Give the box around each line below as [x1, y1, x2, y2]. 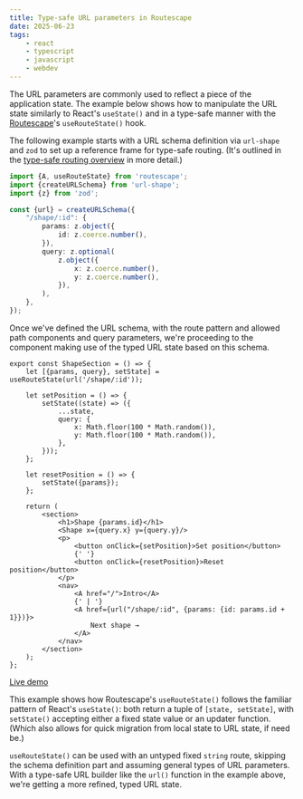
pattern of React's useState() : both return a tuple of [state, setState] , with [9, 703, 294, 714]
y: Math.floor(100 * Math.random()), [73, 430, 217, 439]
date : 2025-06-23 [9, 22, 75, 31]
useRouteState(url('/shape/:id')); [9, 375, 144, 384]
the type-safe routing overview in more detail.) [9, 154, 183, 165]
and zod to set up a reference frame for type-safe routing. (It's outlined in [9, 144, 282, 155]
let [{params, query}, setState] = [25, 367, 160, 376]
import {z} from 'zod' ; [9, 188, 99, 197]
